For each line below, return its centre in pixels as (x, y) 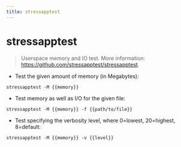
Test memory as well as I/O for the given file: (70, 98)
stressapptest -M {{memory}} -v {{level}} (60, 138)
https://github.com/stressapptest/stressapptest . (80, 64)
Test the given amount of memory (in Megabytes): (77, 76)
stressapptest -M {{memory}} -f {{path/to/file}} (70, 109)
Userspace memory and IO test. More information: (83, 58)
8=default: (28, 127)
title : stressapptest (33, 12)
